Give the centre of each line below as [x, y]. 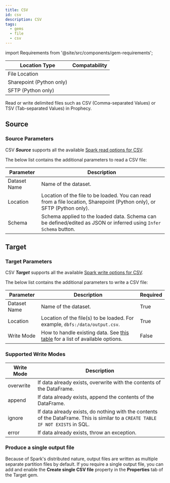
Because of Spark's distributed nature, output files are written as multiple [81, 459]
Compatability [90, 65]
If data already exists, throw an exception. [87, 432]
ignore [15, 418]
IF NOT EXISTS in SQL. [64, 424]
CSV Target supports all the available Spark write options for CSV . [74, 273]
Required [151, 295]
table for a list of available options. [82, 339]
